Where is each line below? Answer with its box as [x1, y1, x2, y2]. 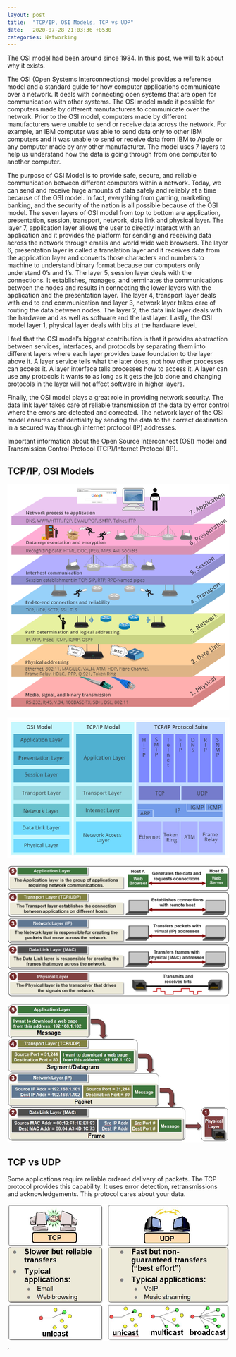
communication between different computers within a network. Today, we [7, 178, 222, 187]
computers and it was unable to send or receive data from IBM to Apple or [7, 135, 223, 144]
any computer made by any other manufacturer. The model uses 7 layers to [7, 142, 226, 151]
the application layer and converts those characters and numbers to [7, 254, 204, 262]
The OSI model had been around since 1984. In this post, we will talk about [7, 54, 224, 63]
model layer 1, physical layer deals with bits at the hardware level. [7, 321, 197, 329]
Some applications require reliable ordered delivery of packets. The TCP [7, 1175, 217, 1183]
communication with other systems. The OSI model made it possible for [7, 97, 215, 106]
